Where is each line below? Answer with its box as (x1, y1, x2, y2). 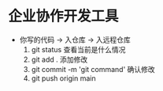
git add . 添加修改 (31, 55, 88, 64)
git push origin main (31, 73, 96, 83)
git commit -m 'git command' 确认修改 (31, 64, 155, 74)
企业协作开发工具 (8, 7, 120, 25)
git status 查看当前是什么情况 (31, 44, 126, 54)
